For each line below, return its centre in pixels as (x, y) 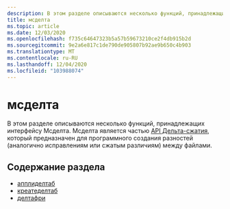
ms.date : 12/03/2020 (37, 33)
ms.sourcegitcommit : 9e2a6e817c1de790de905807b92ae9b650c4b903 (99, 45)
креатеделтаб (37, 191)
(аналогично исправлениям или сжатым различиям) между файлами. (110, 145)
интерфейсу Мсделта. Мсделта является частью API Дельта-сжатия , (108, 131)
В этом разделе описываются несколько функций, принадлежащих (106, 123)
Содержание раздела (56, 167)
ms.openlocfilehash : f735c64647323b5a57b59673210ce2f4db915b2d (99, 39)
